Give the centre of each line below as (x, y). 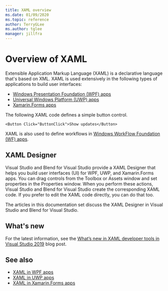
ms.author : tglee (24, 29)
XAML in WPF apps (33, 272)
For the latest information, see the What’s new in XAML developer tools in (82, 238)
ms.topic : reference (27, 19)
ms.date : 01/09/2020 (27, 15)
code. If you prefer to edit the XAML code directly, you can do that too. (80, 194)
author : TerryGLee (25, 24)
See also (19, 260)
